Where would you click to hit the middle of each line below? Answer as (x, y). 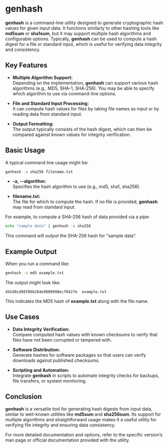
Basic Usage (25, 150)
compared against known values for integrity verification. (72, 135)
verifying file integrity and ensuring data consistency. (60, 425)
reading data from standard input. (47, 114)
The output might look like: (33, 282)
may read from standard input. (44, 207)
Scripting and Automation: (41, 370)
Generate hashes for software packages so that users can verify (79, 355)
